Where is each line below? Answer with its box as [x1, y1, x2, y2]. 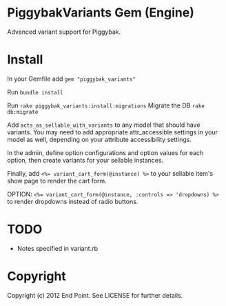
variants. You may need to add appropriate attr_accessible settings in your [7, 127, 218, 136]
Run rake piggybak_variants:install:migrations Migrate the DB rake [7, 101, 205, 110]
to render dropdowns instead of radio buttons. [7, 197, 138, 205]
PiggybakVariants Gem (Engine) [7, 5, 194, 21]
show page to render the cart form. [7, 176, 107, 185]
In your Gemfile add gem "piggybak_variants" [7, 74, 136, 83]
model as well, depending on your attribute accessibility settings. [7, 135, 192, 143]
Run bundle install [7, 88, 63, 96]
